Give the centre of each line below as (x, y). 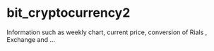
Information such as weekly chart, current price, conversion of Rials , (107, 32)
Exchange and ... (31, 39)
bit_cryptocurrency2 (69, 13)
